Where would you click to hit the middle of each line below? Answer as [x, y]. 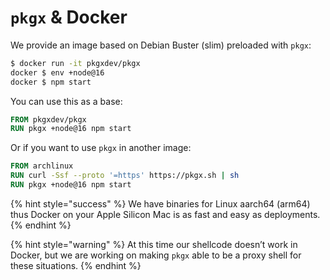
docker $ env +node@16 [57, 72]
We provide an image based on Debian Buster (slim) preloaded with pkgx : [161, 45]
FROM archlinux [42, 166]
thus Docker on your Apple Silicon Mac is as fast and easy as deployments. [165, 214]
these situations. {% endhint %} [76, 265]
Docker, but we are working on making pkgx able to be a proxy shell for [156, 255]
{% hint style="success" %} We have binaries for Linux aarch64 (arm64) [160, 203]
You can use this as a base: [66, 101]
